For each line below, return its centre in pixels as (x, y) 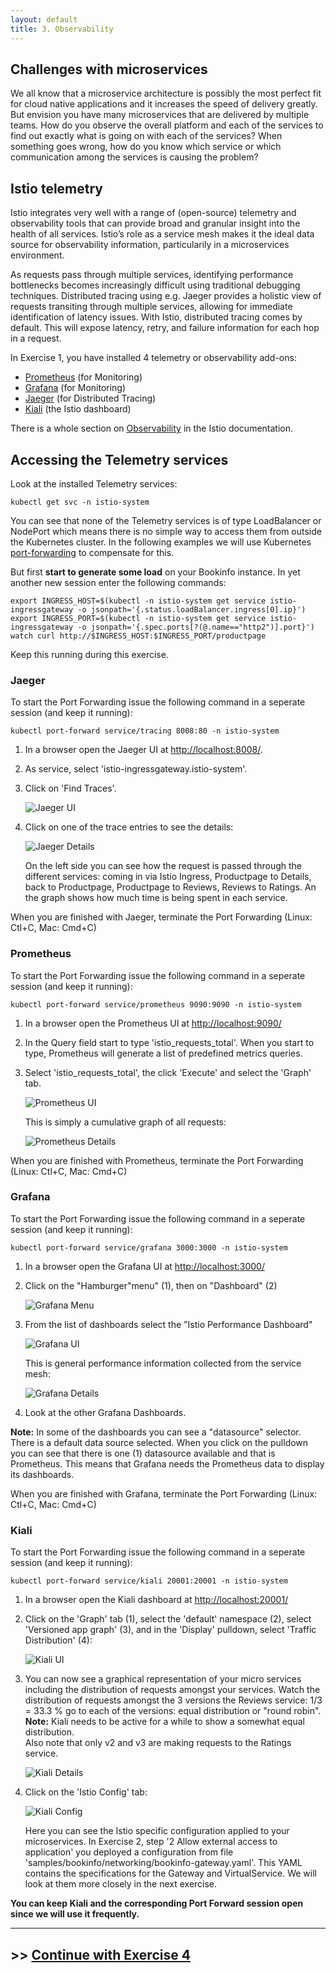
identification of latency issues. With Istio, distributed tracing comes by (156, 317)
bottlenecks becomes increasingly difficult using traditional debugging (155, 285)
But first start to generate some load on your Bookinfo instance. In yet (155, 572)
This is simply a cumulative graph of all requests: (125, 1122)
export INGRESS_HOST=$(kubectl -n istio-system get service (138, 601)
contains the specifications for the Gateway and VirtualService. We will (171, 1873)
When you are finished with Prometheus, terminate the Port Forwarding (157, 1160)
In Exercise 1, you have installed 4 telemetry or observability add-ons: (153, 358)
